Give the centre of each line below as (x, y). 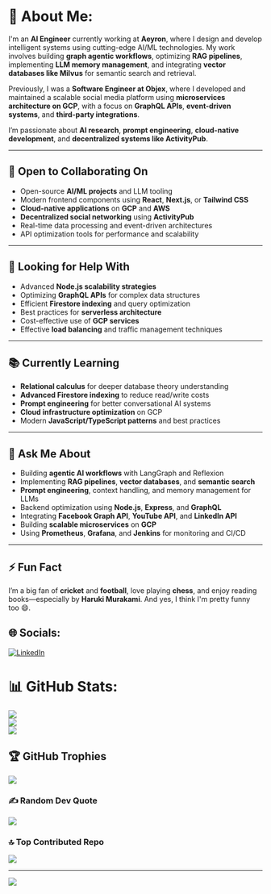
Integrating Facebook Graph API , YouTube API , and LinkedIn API (129, 516)
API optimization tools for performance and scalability (109, 234)
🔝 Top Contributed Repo (56, 842)
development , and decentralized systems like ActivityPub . (108, 138)
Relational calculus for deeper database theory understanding (124, 386)
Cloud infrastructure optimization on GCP (91, 412)
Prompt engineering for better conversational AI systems (115, 403)
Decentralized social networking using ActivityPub (107, 216)
